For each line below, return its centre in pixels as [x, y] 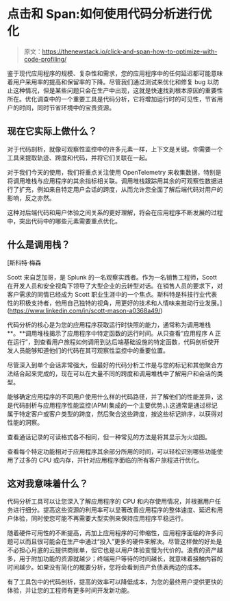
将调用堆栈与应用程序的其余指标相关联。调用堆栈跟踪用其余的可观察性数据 [112, 181]
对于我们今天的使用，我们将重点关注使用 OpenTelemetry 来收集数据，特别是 [114, 172]
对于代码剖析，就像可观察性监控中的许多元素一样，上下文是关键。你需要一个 [115, 149]
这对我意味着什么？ [48, 483]
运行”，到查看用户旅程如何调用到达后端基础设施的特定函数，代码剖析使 [113, 342]
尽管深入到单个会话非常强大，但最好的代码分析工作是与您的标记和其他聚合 [112, 365]
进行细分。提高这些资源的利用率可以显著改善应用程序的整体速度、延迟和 [115, 510]
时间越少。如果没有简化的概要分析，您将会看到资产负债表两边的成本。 [106, 567]
